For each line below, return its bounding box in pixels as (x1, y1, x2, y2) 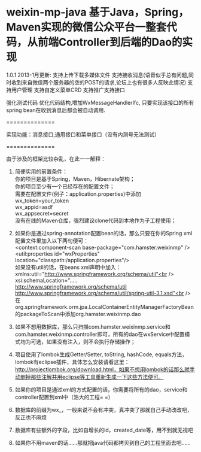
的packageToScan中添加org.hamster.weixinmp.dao (14, 310, 141, 317)
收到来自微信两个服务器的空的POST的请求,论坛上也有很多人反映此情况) (11, 78, 187, 86)
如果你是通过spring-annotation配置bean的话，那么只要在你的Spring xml (14, 229, 193, 236)
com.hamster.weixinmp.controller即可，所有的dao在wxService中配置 (14, 330, 185, 338)
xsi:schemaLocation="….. (14, 277, 78, 284)
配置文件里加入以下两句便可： (14, 237, 89, 244)
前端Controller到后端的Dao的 (38, 35, 182, 49)
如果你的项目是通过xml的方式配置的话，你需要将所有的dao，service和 (14, 386, 188, 393)
